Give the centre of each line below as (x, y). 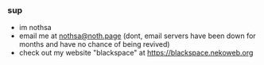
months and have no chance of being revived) (94, 44)
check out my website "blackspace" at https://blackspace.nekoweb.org (136, 53)
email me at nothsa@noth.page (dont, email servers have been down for (137, 36)
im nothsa (35, 28)
